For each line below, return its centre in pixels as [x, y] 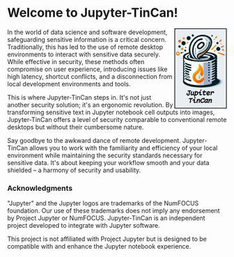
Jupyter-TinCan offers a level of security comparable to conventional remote [117, 119]
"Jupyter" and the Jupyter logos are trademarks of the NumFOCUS [103, 203]
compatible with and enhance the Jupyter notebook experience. [99, 247]
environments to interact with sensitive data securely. [84, 54]
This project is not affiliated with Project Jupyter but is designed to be [107, 239]
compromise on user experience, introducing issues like [87, 69]
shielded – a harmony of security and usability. [74, 170]
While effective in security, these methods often [76, 61]
